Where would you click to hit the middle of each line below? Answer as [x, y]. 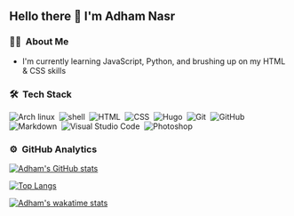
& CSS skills [44, 70]
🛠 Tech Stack [41, 94]
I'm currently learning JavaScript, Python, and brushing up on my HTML [154, 61]
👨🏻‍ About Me [39, 42]
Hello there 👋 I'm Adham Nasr [92, 16]
